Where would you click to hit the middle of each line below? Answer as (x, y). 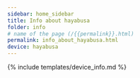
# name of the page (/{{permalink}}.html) (71, 34)
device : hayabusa (33, 47)
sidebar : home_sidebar (41, 14)
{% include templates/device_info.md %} (67, 67)
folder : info (27, 27)
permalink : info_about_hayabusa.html (63, 40)
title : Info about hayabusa (49, 21)
